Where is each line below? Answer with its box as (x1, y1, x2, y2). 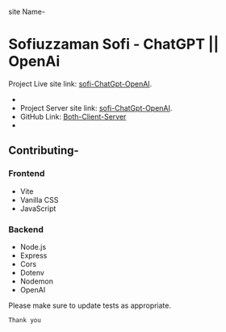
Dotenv (19, 267, 44, 277)
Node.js (19, 242, 47, 251)
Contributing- (8, 144, 79, 158)
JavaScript (19, 204, 56, 213)
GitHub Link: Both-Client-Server (19, 111, 127, 121)
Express (19, 250, 48, 260)
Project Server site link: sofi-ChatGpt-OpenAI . (19, 103, 173, 112)
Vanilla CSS (19, 195, 59, 204)
